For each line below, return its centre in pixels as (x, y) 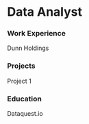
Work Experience (37, 34)
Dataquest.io (25, 114)
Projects (21, 66)
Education (25, 99)
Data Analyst (45, 12)
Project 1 (20, 81)
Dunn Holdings (28, 48)
